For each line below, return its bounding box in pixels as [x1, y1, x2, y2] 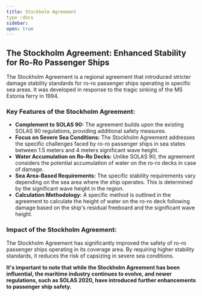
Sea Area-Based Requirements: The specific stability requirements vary [14, 172, 196, 179]
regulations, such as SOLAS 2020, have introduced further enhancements [6, 276, 196, 283]
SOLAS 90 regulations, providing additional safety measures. [14, 128, 167, 135]
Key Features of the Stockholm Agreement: [6, 107, 136, 116]
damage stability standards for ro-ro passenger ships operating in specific [6, 79, 191, 87]
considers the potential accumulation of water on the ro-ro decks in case [14, 159, 197, 167]
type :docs [6, 14, 34, 20]
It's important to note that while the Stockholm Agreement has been [6, 264, 180, 271]
